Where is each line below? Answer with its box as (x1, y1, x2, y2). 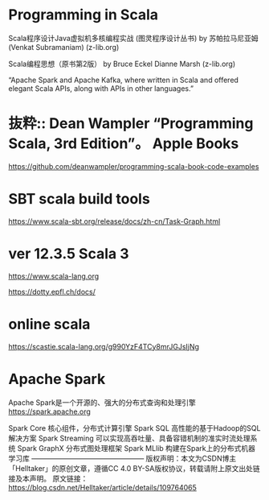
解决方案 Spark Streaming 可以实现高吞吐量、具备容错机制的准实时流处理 (8, 433, 251, 443)
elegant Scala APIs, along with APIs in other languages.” (8, 83, 194, 93)
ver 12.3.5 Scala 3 (8, 245, 130, 262)
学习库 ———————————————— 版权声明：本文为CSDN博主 (8, 453, 237, 463)
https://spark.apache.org (8, 407, 91, 416)
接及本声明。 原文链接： (8, 473, 88, 483)
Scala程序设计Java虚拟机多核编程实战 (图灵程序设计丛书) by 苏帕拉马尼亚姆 (8, 33, 259, 43)
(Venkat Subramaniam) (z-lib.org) (8, 42, 120, 52)
